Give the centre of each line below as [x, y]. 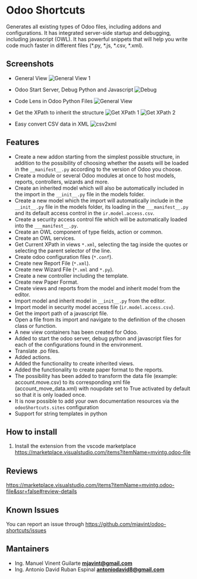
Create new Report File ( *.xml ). [52, 263]
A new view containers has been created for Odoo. [76, 332]
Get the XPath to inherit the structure [59, 112]
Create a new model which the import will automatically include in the [99, 200]
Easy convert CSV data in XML [52, 124]
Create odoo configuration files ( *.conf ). [64, 256]
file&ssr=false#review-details [42, 491]
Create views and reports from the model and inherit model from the [97, 288]
